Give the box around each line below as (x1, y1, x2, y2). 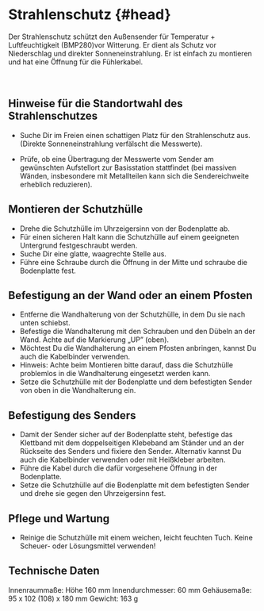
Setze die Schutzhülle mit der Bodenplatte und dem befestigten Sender (19, 377, 252, 386)
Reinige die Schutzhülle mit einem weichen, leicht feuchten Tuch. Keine (19, 533, 254, 542)
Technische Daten (8, 564, 101, 578)
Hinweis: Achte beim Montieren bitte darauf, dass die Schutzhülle (19, 360, 234, 370)
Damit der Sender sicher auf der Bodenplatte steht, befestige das (19, 430, 233, 440)
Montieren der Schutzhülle (8, 202, 143, 216)
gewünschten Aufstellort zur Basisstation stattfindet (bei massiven (19, 163, 236, 172)
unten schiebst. (19, 318, 71, 328)
